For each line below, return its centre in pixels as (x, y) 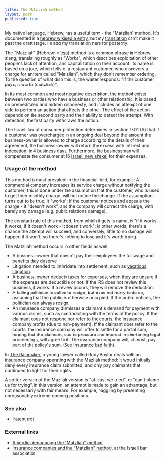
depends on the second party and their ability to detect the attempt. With (79, 115)
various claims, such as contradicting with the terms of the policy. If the (85, 313)
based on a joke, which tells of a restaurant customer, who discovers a (77, 69)
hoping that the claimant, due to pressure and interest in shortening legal (86, 335)
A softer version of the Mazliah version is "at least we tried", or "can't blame (82, 380)
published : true (22, 19)
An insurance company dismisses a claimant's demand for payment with (86, 308)
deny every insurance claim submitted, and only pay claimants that (73, 365)
